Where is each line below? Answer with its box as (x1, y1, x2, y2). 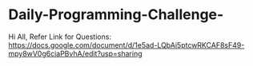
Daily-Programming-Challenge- (8, 6, 224, 24)
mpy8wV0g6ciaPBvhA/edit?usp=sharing (8, 49, 143, 58)
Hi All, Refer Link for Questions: (8, 32, 112, 41)
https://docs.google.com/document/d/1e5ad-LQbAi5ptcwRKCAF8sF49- (8, 40, 245, 49)
